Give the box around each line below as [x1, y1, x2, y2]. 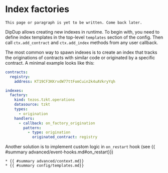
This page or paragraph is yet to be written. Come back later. [5, 20, 142, 25]
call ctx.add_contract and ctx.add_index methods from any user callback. [5, 39, 158, 46]
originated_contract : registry [32, 134, 98, 140]
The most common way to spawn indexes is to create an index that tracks [5, 49, 157, 55]
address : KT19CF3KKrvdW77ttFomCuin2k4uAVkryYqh [14, 79, 115, 84]
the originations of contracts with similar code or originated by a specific [5, 54, 155, 61]
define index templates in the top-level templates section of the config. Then [5, 34, 163, 40]
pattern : [23, 125, 42, 130]
